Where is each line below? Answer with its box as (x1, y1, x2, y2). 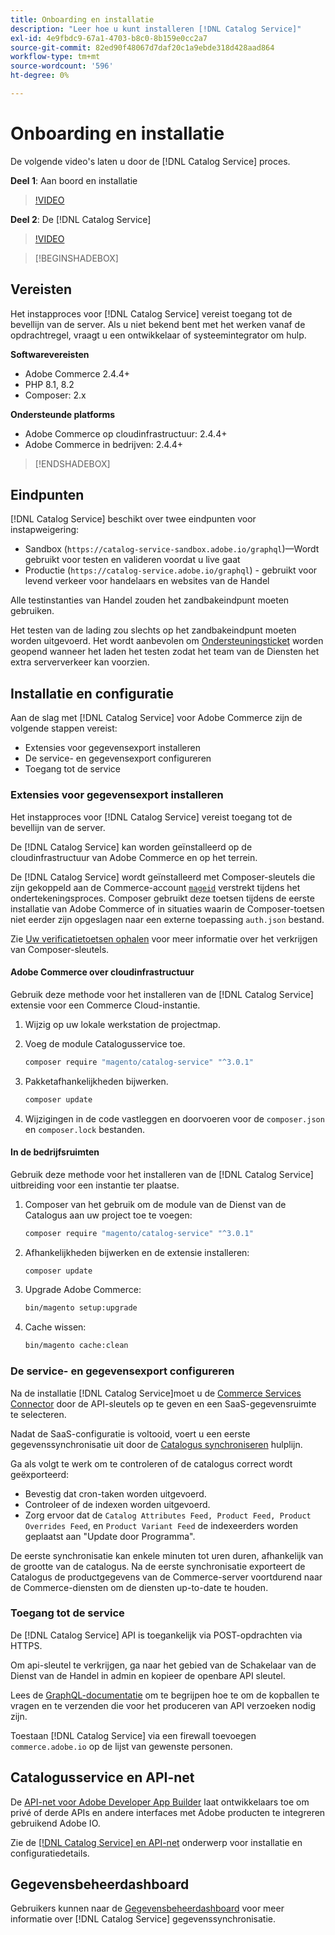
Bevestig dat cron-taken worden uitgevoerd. (24, 1487, 207, 1500)
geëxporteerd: (10, 1468, 70, 1480)
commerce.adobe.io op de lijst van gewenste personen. (10, 1740, 233, 1752)
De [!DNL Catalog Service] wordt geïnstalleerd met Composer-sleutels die (10, 871, 316, 883)
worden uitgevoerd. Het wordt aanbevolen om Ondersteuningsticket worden (10, 635, 324, 647)
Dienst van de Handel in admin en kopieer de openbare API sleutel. (10, 1669, 286, 1681)
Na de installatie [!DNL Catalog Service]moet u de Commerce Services (10, 1387, 302, 1399)
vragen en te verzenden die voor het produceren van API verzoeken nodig (10, 1699, 317, 1711)
